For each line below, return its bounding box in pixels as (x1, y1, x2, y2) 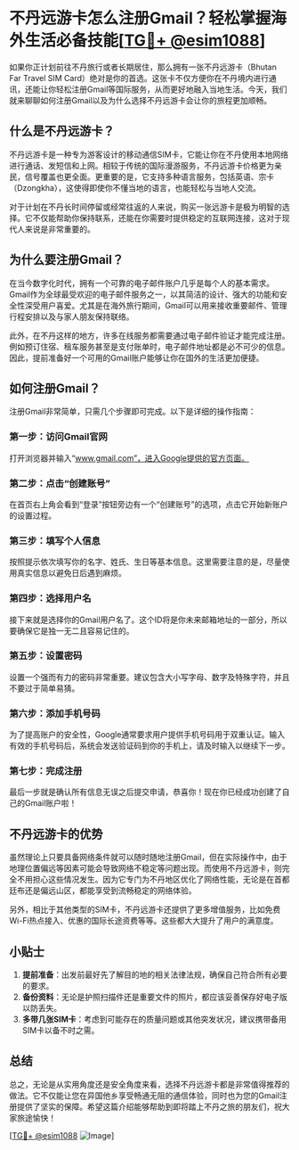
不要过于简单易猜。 (9, 683, 80, 694)
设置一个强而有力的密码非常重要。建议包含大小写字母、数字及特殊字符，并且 (9, 671, 290, 682)
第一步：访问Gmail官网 (9, 431, 109, 443)
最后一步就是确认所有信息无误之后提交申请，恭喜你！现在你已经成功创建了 (9, 786, 282, 798)
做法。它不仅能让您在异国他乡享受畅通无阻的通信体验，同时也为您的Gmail (9, 1089, 280, 1101)
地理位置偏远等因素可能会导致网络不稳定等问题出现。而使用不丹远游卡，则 (9, 863, 282, 874)
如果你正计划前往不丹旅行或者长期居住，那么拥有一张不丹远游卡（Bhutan (9, 62, 278, 72)
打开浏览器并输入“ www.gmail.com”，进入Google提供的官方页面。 (9, 452, 249, 464)
